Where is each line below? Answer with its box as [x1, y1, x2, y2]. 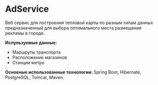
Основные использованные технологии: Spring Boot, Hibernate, [5, 69, 141, 75]
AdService [5, 3, 49, 15]
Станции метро [12, 59, 45, 65]
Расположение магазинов [12, 54, 67, 60]
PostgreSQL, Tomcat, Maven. [5, 74, 64, 80]
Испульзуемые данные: [5, 39, 57, 45]
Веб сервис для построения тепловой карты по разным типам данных [5, 20, 154, 26]
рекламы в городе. [5, 30, 45, 36]
